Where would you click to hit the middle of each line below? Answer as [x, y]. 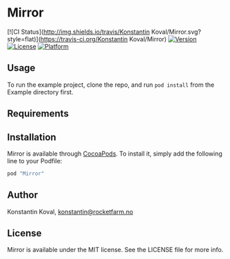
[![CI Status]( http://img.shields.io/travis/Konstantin [79, 32]
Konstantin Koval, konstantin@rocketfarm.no [70, 211]
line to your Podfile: [35, 160]
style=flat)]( [24, 39]
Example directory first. [40, 92]
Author [22, 195]
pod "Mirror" [26, 174]
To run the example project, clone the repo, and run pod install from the [111, 85]
